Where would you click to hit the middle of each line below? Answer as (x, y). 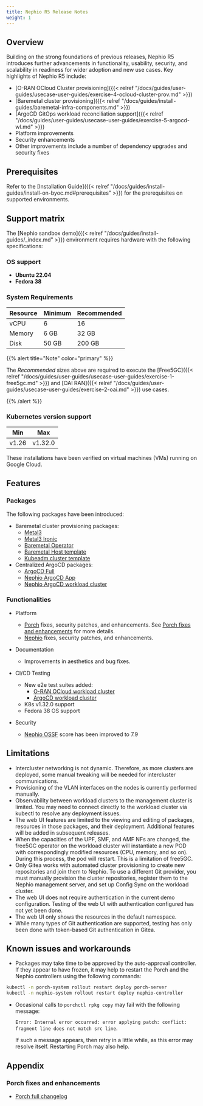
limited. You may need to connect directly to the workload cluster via (101, 807)
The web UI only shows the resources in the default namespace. (96, 917)
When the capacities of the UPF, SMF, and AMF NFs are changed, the (102, 839)
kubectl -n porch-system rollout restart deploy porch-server (87, 987)
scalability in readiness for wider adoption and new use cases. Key (90, 70)
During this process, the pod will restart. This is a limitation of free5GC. (104, 858)
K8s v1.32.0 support (49, 704)
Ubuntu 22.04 (33, 275)
